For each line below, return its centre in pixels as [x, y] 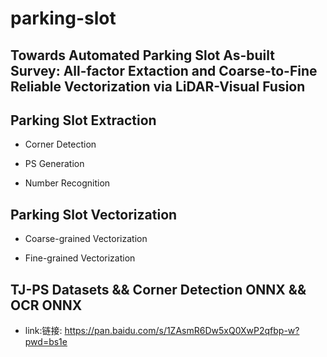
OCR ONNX [46, 305]
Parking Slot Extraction [83, 120]
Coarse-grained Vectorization [86, 239]
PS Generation [54, 164]
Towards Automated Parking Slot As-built [142, 55]
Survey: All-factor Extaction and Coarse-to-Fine [164, 70]
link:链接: [43, 331]
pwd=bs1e [46, 342]
